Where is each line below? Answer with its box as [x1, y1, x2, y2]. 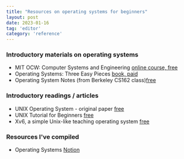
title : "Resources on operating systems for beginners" [6, 8, 148, 15]
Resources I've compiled [6, 132, 79, 141]
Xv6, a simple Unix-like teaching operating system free [14, 117, 150, 125]
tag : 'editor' [6, 25, 42, 32]
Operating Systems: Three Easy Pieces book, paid [14, 70, 138, 77]
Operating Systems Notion [14, 146, 80, 154]
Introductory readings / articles [6, 92, 99, 100]
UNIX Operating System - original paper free [14, 105, 124, 112]
